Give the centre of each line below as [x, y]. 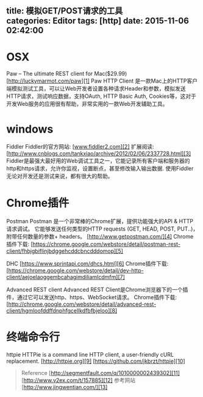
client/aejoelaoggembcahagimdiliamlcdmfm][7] [66, 277]
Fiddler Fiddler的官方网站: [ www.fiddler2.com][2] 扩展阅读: [80, 147]
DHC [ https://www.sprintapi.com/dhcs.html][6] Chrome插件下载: [87, 264]
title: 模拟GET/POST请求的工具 [65, 11]
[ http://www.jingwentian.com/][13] [64, 387]
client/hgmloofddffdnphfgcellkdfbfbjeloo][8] [62, 311]
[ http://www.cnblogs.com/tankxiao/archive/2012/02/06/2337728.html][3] [99, 154]
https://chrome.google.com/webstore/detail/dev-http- [76, 270]
